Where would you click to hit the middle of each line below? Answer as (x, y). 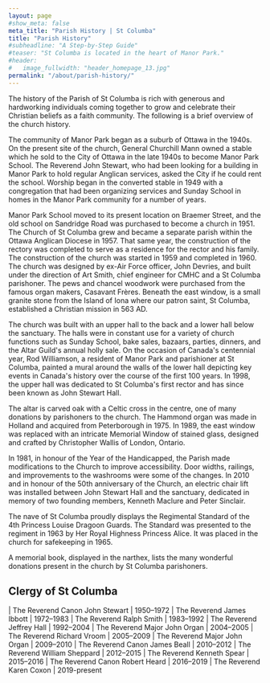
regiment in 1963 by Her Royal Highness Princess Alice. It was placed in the (133, 533)
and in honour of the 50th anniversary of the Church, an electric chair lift (129, 484)
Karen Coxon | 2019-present (55, 670)
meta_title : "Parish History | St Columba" (82, 31)
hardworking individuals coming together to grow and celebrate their (122, 107)
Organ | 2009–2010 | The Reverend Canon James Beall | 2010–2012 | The (130, 644)
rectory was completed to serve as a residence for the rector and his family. (134, 249)
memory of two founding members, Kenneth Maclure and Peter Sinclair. (127, 501)
